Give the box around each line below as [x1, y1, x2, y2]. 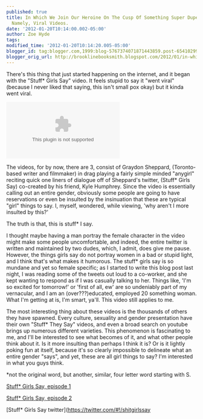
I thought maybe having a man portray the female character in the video [6, 232, 185, 239]
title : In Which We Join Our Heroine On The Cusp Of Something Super [6, 15, 185, 21]
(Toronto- [172, 163, 196, 171]
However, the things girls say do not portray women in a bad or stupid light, [6, 251, 194, 258]
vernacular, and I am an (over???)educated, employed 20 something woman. [6, 290, 197, 297]
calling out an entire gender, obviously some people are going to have [6, 189, 180, 197]
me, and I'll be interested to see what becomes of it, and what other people [6, 333, 193, 340]
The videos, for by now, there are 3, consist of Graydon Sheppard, [6, 163, 171, 171]
